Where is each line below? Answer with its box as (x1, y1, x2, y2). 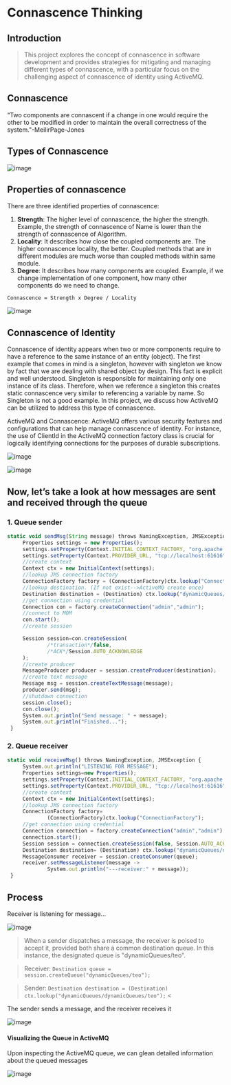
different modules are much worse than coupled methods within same (16, 252, 216, 260)
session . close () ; (22, 699, 72, 706)
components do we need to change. (16, 281, 120, 290)
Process (7, 891, 43, 903)
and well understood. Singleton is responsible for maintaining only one (7, 375, 206, 383)
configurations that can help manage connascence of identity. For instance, (7, 424, 221, 432)
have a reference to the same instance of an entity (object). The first (7, 352, 201, 361)
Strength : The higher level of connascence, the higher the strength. (16, 215, 210, 223)
